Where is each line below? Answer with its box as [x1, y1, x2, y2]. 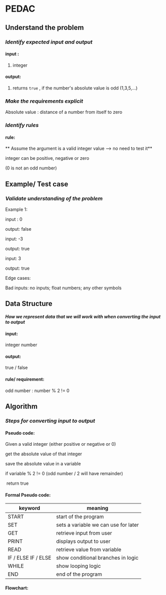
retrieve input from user [56, 530, 113, 537]
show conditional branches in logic [56, 555, 139, 562]
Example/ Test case [5, 180, 69, 188]
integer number [5, 342, 38, 348]
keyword [19, 504, 40, 512]
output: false [5, 226, 32, 232]
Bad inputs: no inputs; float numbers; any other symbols [5, 285, 122, 291]
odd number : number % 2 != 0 [5, 388, 70, 394]
